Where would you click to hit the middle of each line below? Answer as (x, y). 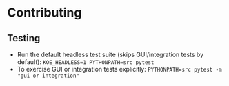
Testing (24, 38)
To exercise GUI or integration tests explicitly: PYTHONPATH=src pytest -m (119, 69)
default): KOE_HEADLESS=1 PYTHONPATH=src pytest (86, 62)
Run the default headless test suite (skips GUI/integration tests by (110, 54)
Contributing (44, 13)
